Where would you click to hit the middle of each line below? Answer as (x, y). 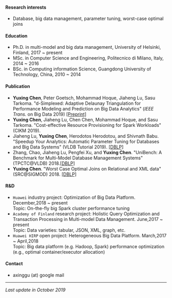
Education (16, 35)
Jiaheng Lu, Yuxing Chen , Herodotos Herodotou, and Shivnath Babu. (85, 136)
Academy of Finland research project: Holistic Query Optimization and (86, 214)
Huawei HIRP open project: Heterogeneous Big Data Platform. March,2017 (90, 235)
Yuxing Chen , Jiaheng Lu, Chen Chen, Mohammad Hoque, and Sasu (85, 119)
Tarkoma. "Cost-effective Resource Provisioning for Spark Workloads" (87, 125)
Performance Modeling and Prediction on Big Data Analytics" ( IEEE (83, 108)
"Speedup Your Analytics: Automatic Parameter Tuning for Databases (86, 141)
